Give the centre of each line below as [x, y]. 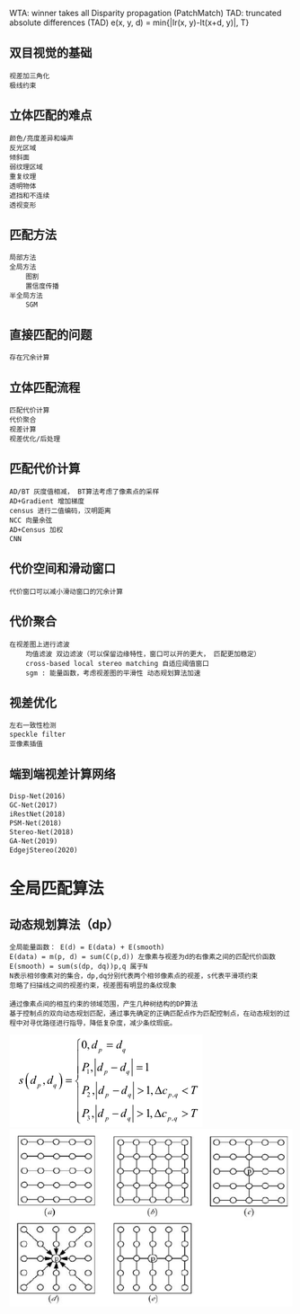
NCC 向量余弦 [31, 520]
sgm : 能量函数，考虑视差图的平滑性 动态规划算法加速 [113, 673]
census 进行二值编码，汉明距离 [60, 511]
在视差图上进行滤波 [40, 644]
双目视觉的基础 [51, 53]
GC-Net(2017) [34, 805]
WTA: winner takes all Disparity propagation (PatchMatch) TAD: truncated [146, 13]
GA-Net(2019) [34, 841]
